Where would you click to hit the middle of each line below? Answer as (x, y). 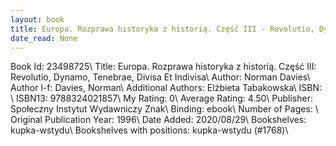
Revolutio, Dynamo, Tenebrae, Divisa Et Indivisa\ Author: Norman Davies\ (160, 77)
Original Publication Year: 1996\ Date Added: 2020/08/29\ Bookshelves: (158, 120)
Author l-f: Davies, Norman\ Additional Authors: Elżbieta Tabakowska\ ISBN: (166, 88)
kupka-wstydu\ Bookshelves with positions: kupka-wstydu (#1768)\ (149, 130)
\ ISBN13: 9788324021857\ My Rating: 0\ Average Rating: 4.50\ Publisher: (161, 98)
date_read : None (44, 38)
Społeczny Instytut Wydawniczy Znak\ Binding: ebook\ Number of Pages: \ (164, 109)
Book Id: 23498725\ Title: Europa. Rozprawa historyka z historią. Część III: (163, 67)
